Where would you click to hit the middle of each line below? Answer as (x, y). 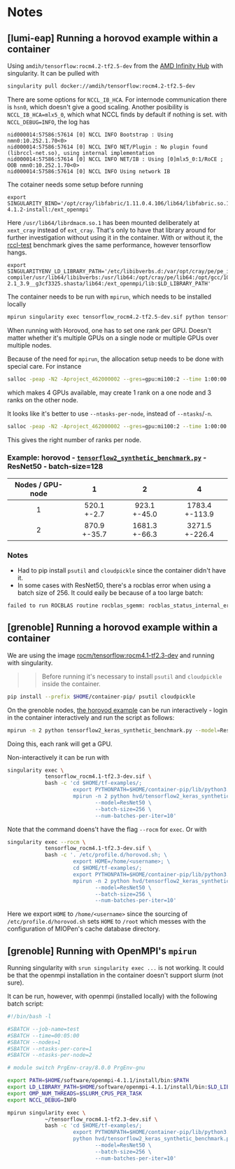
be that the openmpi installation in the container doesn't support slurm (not (115, 976)
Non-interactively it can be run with (58, 757)
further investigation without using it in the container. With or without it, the (115, 237)
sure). (16, 983)
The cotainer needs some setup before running (75, 184)
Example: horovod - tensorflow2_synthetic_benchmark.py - (107, 458)
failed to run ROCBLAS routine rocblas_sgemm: (76, 606)
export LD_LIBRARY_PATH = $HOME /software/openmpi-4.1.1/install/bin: (108, 1087)
